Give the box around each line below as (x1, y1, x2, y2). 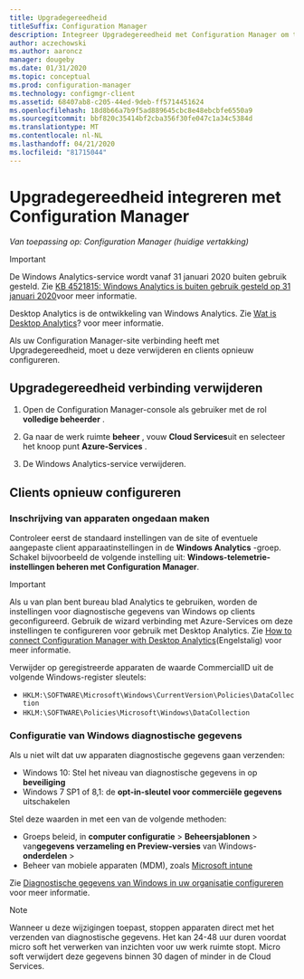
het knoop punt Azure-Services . (22, 441, 147, 452)
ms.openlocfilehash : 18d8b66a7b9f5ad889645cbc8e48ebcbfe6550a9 (9, 106, 253, 115)
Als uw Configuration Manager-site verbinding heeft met (9, 335, 220, 346)
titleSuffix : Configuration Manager (9, 22, 147, 31)
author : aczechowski (9, 38, 88, 48)
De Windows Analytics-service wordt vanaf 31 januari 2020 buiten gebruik (9, 271, 287, 281)
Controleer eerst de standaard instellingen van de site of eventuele (9, 533, 258, 544)
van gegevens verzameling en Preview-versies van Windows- (22, 841, 258, 851)
